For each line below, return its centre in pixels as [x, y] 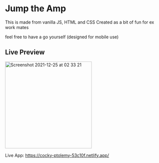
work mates [17, 27]
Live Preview [25, 52]
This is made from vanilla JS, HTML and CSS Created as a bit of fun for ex [79, 22]
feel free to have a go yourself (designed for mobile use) [62, 37]
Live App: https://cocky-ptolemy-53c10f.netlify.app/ [57, 155]
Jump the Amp [35, 9]
